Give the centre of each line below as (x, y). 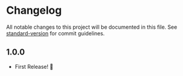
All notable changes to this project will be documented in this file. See (92, 27)
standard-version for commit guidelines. (55, 33)
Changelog (34, 10)
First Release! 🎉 (34, 66)
